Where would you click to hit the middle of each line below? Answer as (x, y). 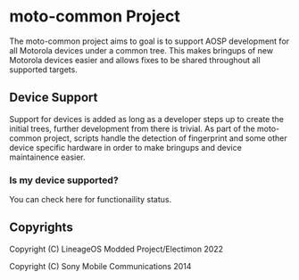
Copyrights (41, 228)
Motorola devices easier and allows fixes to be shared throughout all (135, 60)
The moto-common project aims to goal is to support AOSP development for (149, 41)
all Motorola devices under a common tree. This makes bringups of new (141, 50)
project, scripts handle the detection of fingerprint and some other (165, 138)
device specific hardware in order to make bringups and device (126, 147)
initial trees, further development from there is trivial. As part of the (133, 128)
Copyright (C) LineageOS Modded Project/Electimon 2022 (116, 249)
